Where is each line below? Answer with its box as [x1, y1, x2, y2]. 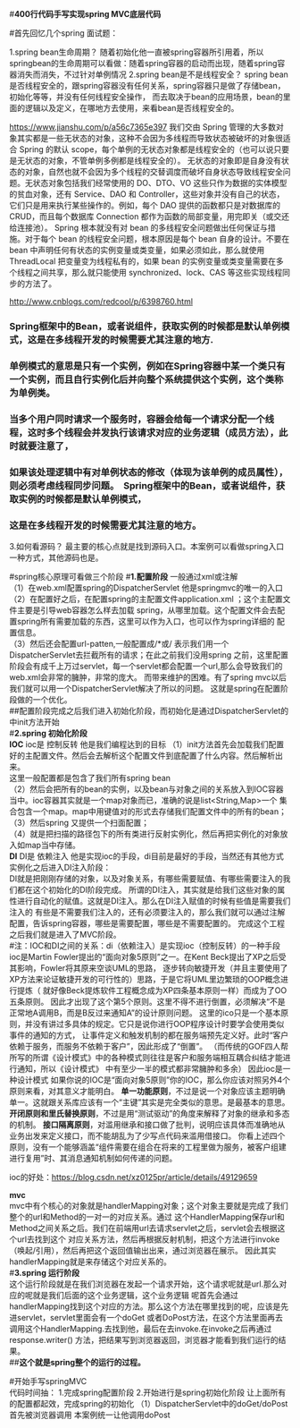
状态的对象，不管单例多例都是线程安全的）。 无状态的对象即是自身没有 [24, 156, 281, 166]
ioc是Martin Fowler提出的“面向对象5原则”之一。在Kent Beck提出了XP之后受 [9, 951, 287, 962]
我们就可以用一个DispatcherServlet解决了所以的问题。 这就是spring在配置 [9, 683, 281, 693]
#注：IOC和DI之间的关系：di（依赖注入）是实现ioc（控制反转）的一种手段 [9, 939, 281, 951]
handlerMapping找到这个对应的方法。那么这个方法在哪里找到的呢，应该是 [9, 1301, 281, 1312]
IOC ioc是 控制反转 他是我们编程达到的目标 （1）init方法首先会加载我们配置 [9, 738, 284, 750]
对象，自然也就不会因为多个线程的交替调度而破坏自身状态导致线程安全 [24, 166, 283, 177]
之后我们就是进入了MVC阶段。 [9, 929, 122, 939]
